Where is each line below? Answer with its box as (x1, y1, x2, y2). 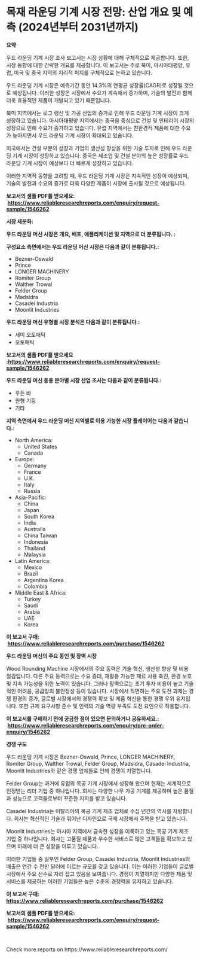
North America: (14, 436, 53, 443)
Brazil (23, 570, 38, 577)
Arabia (23, 608, 41, 615)
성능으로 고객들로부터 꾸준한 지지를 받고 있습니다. (12, 794, 127, 802)
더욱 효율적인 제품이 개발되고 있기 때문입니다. (6, 96, 112, 103)
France (23, 468, 42, 476)
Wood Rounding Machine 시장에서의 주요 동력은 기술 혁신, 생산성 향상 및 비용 (6, 665, 189, 672)
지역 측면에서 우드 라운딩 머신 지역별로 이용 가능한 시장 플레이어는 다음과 (6, 417, 173, 424)
